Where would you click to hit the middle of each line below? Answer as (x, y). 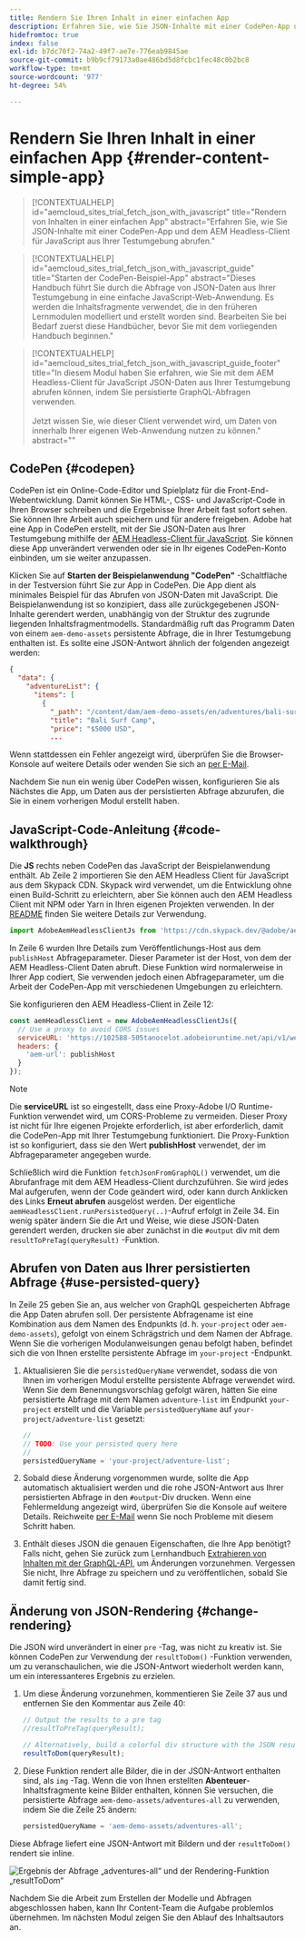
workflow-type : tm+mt (50, 69)
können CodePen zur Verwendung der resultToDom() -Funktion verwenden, (151, 1657)
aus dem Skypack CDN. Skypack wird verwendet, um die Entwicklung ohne (151, 885)
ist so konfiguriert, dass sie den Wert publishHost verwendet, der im (138, 1145)
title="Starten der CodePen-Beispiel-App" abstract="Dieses (143, 277)
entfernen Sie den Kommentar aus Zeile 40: (104, 1704)
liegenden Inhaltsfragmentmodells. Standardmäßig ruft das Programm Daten (152, 624)
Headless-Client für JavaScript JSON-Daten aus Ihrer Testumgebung (161, 382)
